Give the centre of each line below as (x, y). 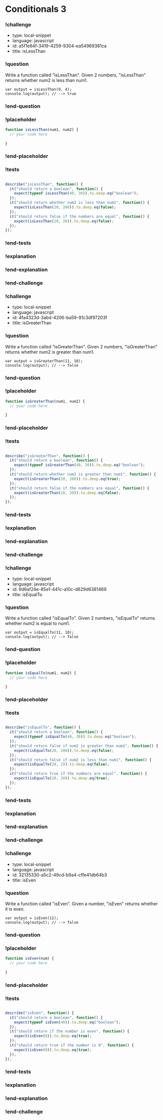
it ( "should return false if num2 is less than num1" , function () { (81, 760)
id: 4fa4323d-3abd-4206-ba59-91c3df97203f (60, 318)
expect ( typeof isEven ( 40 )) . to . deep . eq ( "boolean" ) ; (67, 1022)
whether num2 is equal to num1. (38, 623)
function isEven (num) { (30, 959)
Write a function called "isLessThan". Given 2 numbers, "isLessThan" (76, 75)
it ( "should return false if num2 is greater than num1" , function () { (84, 746)
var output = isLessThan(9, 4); (38, 89)
